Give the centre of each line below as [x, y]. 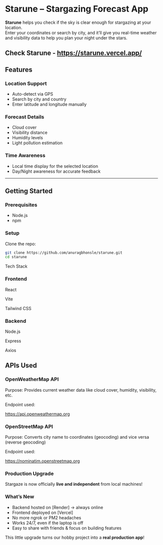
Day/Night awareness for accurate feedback [56, 171]
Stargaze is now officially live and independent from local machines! [74, 484]
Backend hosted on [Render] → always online [57, 507]
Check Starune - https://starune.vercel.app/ [73, 53]
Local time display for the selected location [55, 166]
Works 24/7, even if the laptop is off [48, 523]
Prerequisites [21, 205]
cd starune [16, 257]
